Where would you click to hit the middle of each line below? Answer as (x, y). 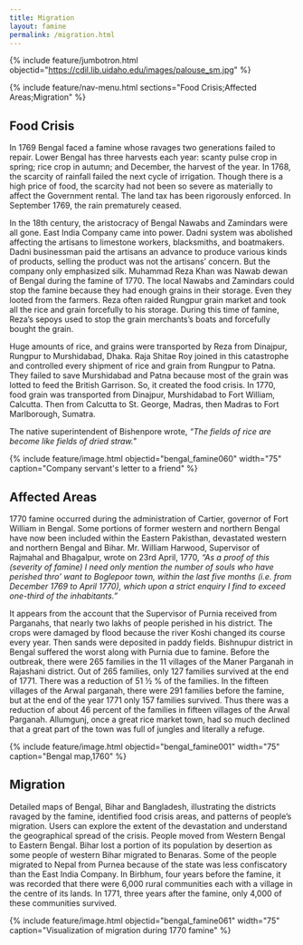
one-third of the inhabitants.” (64, 596)
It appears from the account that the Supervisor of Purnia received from (143, 614)
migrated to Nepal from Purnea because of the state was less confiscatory (148, 864)
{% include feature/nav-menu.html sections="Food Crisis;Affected (133, 88)
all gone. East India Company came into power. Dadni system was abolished (151, 233)
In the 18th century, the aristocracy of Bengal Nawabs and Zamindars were (148, 223)
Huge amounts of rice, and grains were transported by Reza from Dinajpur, (148, 346)
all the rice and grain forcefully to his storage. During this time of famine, (145, 310)
